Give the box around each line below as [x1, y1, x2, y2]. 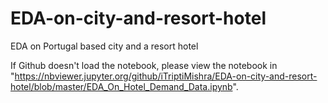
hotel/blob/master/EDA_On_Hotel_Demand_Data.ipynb [10, 80, 233, 92]
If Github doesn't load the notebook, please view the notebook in [10, 59, 278, 71]
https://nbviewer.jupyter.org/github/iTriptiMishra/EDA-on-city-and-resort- [14, 70, 318, 82]
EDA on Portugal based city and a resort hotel [10, 40, 199, 52]
